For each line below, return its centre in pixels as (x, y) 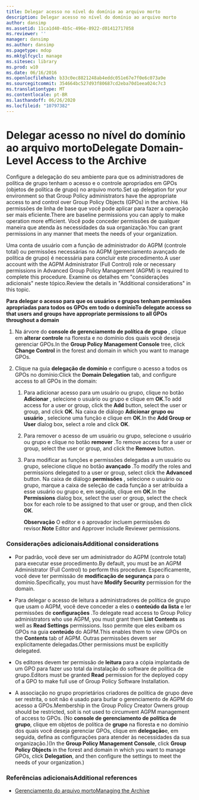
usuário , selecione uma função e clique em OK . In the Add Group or (107, 418)
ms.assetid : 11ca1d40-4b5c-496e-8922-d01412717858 (70, 28)
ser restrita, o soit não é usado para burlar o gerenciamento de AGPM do (104, 699)
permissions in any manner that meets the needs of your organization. (92, 234)
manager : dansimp (28, 39)
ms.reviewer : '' (26, 34)
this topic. (18, 290)
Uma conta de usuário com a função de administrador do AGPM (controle (96, 245)
